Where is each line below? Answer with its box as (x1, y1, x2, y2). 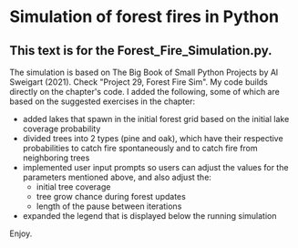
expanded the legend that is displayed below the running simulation (22, 211, 277, 221)
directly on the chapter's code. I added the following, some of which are (9, 87, 280, 97)
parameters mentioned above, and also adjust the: (22, 171, 212, 182)
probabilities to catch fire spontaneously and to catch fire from (22, 143, 258, 153)
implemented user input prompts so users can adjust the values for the (22, 162, 289, 172)
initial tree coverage (36, 181, 111, 192)
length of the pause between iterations (36, 201, 182, 212)
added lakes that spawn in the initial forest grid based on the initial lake (22, 114, 290, 124)
